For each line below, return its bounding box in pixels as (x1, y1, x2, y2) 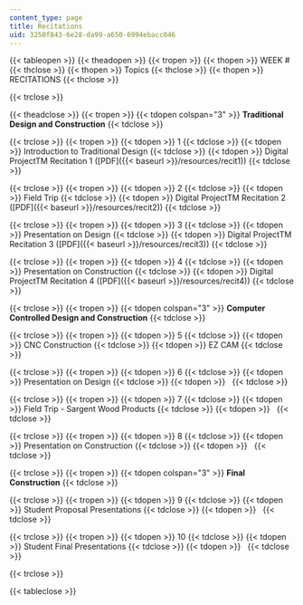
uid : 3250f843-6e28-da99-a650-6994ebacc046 (9, 30, 176, 39)
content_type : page (9, 13, 83, 23)
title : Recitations (9, 22, 83, 31)
